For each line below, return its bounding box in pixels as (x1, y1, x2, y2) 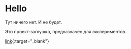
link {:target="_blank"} (5, 38, 49, 44)
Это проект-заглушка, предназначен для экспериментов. (5, 28, 127, 34)
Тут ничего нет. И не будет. (5, 19, 63, 25)
